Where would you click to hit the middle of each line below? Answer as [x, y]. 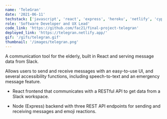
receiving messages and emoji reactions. [54, 111]
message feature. [23, 81]
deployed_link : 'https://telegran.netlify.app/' [56, 33]
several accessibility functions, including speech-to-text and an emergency [83, 76]
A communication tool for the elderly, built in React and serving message [80, 56]
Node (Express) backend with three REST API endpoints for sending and [86, 106]
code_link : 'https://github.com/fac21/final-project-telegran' [72, 28]
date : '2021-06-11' [25, 14]
